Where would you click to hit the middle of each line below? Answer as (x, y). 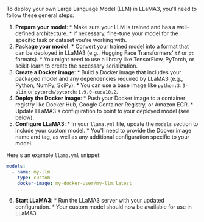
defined (25, 33)
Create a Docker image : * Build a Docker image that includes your (98, 72)
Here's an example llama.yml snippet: (54, 155)
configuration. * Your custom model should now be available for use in (103, 207)
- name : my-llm (31, 172)
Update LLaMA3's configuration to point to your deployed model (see (102, 111)
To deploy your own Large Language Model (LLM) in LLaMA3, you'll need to (101, 9)
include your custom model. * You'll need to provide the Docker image (103, 130)
